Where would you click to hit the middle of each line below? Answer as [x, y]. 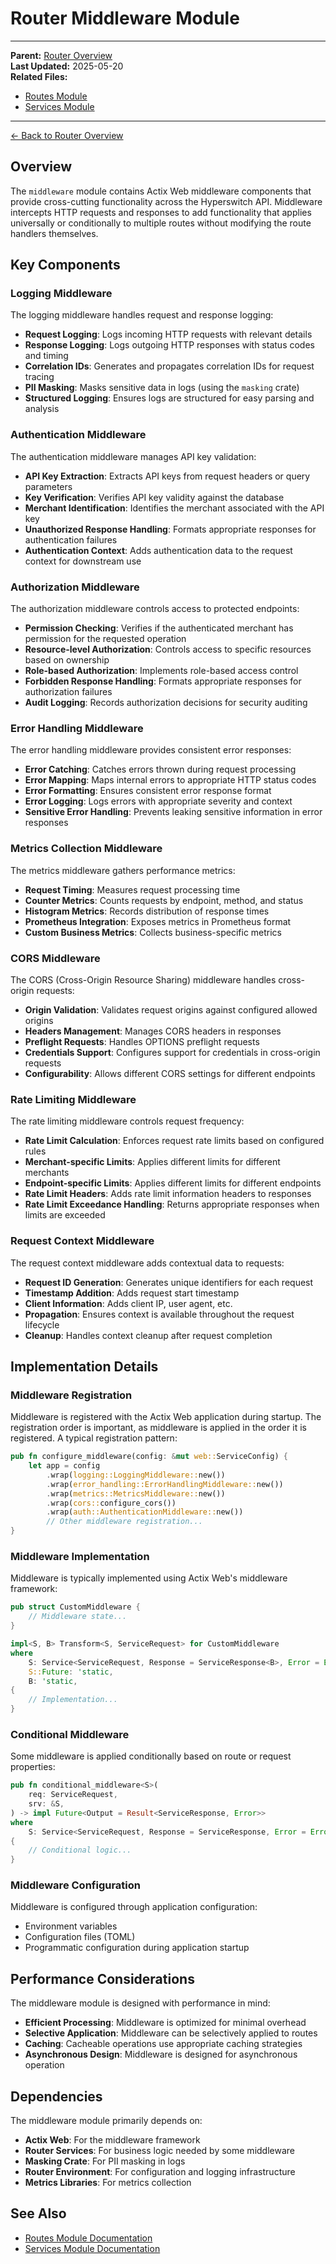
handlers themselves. [54, 233]
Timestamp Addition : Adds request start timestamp [132, 1293]
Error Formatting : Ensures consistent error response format [148, 791]
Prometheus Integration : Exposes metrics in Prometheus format [158, 921]
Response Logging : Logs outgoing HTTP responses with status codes [169, 345]
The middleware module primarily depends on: [106, 2121]
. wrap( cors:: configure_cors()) [111, 1503]
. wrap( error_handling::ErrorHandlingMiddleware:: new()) [165, 1484]
